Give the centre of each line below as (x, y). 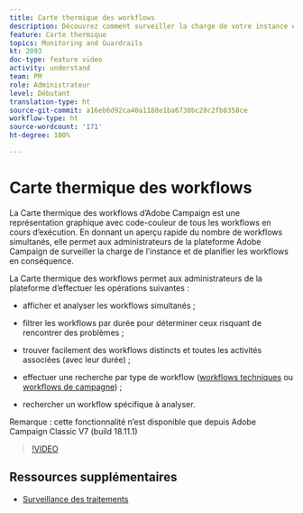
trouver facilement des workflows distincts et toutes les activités (142, 350)
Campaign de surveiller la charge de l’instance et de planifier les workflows (149, 251)
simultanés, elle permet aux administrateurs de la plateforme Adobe (135, 241)
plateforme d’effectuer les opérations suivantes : (99, 288)
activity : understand (50, 69)
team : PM (26, 77)
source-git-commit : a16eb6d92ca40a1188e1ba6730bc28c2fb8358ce (129, 110)
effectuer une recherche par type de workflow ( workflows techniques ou (158, 377)
